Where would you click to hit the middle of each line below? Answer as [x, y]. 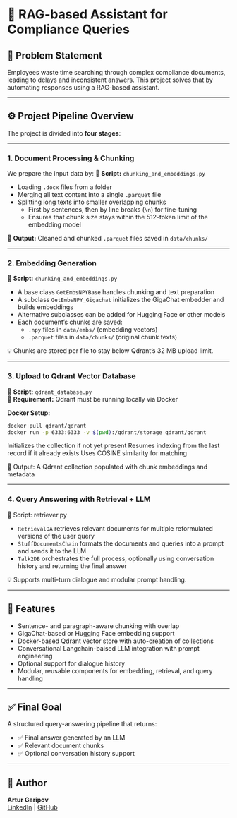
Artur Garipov [28, 800]
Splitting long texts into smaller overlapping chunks [92, 202]
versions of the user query [56, 536]
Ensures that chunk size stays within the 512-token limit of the [118, 217]
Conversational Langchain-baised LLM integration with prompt [108, 648]
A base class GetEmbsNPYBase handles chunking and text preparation [116, 292]
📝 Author [27, 783]
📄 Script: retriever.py [37, 515]
